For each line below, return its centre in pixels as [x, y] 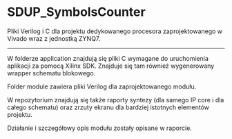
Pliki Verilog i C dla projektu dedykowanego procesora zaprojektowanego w [115, 31]
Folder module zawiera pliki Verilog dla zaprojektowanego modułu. [102, 86]
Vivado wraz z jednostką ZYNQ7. [54, 38]
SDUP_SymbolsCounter [77, 12]
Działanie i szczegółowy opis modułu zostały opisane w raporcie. [99, 128]
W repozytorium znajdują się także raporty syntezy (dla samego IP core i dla [116, 100]
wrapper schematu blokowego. [51, 73]
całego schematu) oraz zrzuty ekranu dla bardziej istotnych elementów [108, 107]
